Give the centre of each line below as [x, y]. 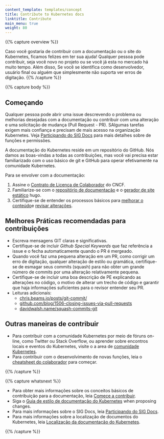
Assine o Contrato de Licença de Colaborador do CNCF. [69, 184]
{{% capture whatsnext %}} [33, 381]
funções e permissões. [28, 140]
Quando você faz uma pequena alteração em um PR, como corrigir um [83, 256]
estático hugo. [27, 195]
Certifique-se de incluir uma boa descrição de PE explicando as [76, 277]
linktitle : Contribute [28, 19]
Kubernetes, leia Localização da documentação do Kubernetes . [76, 422]
